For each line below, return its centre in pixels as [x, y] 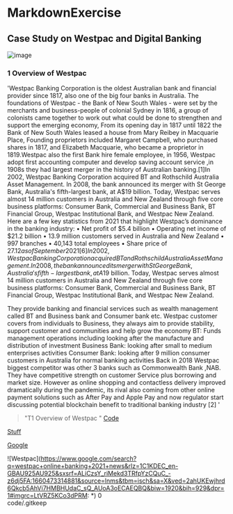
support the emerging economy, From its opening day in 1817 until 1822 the [115, 125]
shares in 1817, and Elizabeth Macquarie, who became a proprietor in [105, 147]
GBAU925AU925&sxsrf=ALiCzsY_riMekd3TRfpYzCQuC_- [89, 474]
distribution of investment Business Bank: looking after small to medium [110, 346]
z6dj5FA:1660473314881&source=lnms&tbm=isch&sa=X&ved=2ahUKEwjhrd [116, 481]
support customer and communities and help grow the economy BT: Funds [114, 331]
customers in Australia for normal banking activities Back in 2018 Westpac [113, 360]
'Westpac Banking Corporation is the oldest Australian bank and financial [112, 88]
